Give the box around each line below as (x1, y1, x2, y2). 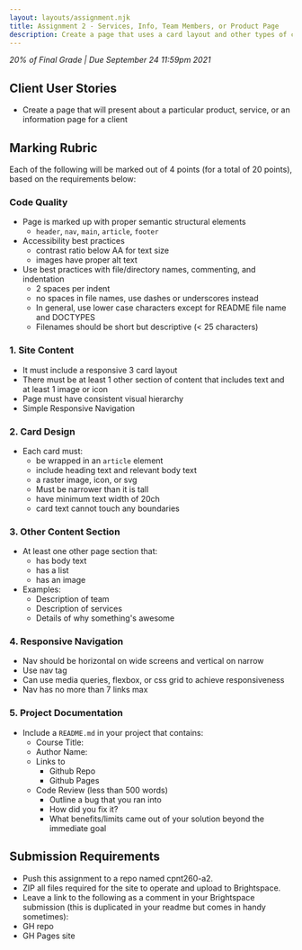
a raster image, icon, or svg (35, 474, 138, 485)
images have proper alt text (35, 255, 138, 265)
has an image (35, 575, 86, 586)
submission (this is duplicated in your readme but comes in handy (22, 901, 267, 912)
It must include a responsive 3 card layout (22, 364, 178, 375)
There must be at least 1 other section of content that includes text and (22, 374, 285, 385)
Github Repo (49, 766, 96, 776)
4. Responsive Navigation (9, 635, 124, 648)
